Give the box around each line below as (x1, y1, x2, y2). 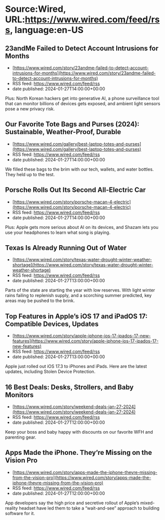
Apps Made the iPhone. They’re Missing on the (5, 448, 152, 457)
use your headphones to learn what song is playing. (5, 229, 111, 235)
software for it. (5, 510, 36, 516)
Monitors (5, 391, 34, 399)
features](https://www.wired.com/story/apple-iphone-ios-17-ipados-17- (12, 338, 159, 344)
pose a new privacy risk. (5, 106, 55, 111)
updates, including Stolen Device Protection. (5, 369, 95, 374)
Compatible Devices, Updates (5, 320, 99, 328)
